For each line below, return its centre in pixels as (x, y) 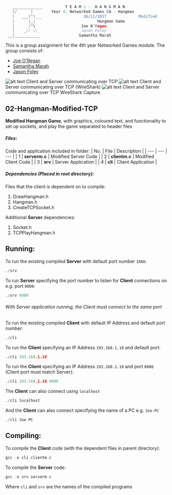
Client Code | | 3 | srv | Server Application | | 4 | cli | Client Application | (81, 162)
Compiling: (23, 436)
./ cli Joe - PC (19, 420)
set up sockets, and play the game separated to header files (69, 126)
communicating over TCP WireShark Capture (53, 92)
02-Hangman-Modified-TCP (52, 108)
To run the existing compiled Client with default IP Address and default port (85, 323)
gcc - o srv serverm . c (28, 477)
